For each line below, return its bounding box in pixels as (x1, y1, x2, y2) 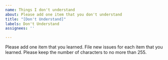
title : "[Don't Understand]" (5, 16, 66, 21)
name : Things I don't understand (5, 7, 75, 12)
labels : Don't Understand (5, 21, 59, 26)
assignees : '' (5, 26, 35, 31)
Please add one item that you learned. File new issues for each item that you (5, 44, 163, 50)
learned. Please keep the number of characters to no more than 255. (5, 49, 147, 55)
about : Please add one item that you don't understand (5, 12, 122, 17)
